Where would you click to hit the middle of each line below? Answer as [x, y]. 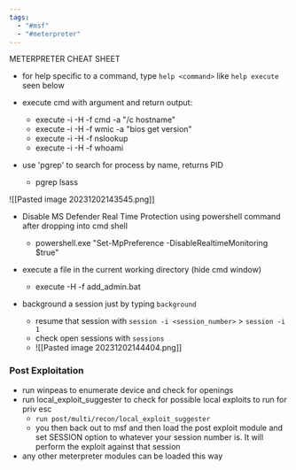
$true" [47, 252]
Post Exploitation [47, 371]
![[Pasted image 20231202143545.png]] [82, 199]
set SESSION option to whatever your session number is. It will [149, 437]
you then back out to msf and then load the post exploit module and [159, 428]
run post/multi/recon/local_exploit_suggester [123, 419]
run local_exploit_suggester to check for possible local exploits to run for [155, 399]
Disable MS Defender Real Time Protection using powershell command [151, 217]
